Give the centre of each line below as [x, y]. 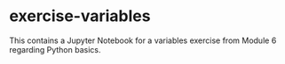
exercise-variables [80, 16]
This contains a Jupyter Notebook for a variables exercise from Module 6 [143, 40]
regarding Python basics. [55, 49]
